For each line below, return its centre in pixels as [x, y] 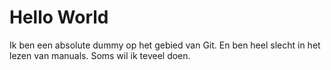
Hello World [59, 17]
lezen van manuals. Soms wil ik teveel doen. [100, 55]
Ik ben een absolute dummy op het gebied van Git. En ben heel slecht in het [165, 45]
